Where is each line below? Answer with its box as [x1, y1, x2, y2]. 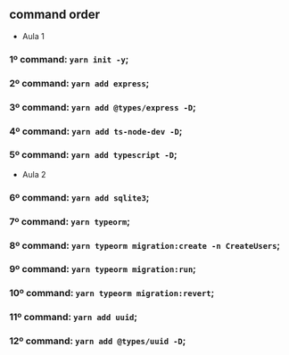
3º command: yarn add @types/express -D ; [9, 101, 196, 113]
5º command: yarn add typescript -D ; [9, 149, 178, 161]
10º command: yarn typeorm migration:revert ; [9, 287, 215, 300]
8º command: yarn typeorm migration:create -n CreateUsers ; [9, 239, 281, 252]
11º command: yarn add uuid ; [9, 311, 138, 324]
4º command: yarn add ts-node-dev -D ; [9, 125, 183, 137]
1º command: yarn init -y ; [9, 53, 129, 65]
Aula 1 [21, 30, 45, 41]
